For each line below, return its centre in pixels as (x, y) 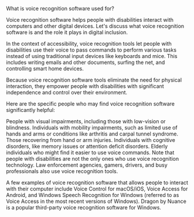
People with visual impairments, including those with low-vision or (86, 121)
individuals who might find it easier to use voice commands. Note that (90, 152)
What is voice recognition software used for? (60, 9)
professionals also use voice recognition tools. (62, 171)
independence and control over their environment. (67, 92)
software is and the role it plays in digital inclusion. (67, 32)
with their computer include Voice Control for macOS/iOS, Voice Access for (97, 189)
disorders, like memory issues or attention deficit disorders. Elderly (87, 146)
